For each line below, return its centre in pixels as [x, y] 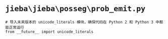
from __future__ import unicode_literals [49, 31]
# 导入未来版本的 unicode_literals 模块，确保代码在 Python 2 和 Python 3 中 [82, 22]
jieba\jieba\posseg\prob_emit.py [75, 9]
